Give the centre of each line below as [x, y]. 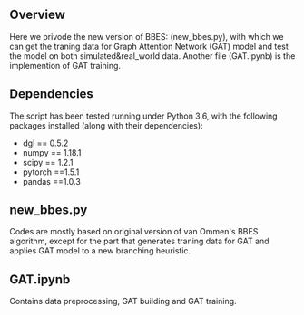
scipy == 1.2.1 [48, 162]
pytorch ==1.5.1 [51, 172]
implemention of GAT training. [65, 65]
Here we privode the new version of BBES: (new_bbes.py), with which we [147, 36]
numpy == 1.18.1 [52, 152]
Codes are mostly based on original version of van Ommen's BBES [134, 232]
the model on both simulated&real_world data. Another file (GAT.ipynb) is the [152, 56]
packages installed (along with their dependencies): [106, 125]
